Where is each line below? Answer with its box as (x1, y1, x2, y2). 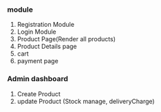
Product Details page (17, 43, 77, 51)
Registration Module (17, 21, 74, 29)
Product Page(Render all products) (17, 35, 116, 43)
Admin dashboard (7, 74, 69, 84)
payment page (17, 57, 58, 65)
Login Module (17, 27, 56, 36)
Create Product (17, 89, 61, 98)
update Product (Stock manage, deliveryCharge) (17, 97, 155, 105)
